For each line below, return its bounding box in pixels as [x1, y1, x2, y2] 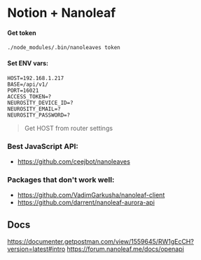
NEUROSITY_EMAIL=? [7, 105, 61, 112]
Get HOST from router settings [24, 124, 113, 132]
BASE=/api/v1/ [7, 81, 49, 88]
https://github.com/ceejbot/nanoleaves [17, 157, 131, 166]
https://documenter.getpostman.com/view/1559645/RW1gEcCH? [7, 238, 194, 245]
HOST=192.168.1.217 [7, 74, 64, 82]
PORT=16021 [7, 86, 39, 94]
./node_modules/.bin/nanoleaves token [7, 44, 120, 51]
